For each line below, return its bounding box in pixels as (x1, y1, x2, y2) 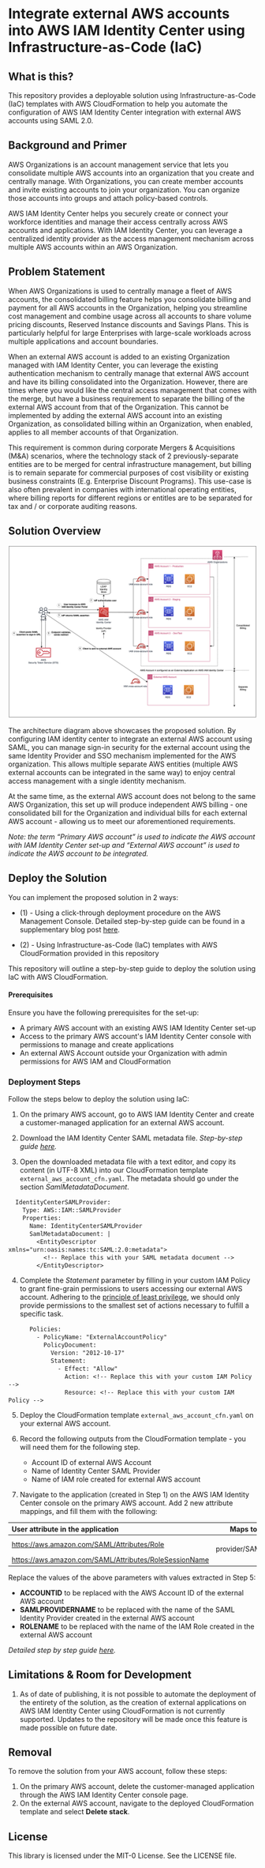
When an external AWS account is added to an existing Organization (8, 352, 230, 361)
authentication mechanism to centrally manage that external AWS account (8, 368, 249, 378)
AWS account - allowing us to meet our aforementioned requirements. (8, 816, 236, 826)
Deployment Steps (8, 1076, 81, 1087)
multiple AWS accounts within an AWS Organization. (8, 242, 178, 251)
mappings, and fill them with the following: (19, 1507, 158, 1516)
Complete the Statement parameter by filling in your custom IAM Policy (19, 1275, 251, 1285)
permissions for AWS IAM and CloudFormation (19, 1056, 171, 1066)
